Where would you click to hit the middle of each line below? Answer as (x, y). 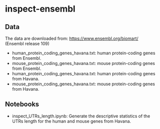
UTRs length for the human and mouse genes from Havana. (72, 121)
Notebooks (22, 105)
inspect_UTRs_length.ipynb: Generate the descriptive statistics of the (81, 116)
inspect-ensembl (40, 9)
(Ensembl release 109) (27, 44)
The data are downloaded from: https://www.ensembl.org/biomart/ (72, 38)
